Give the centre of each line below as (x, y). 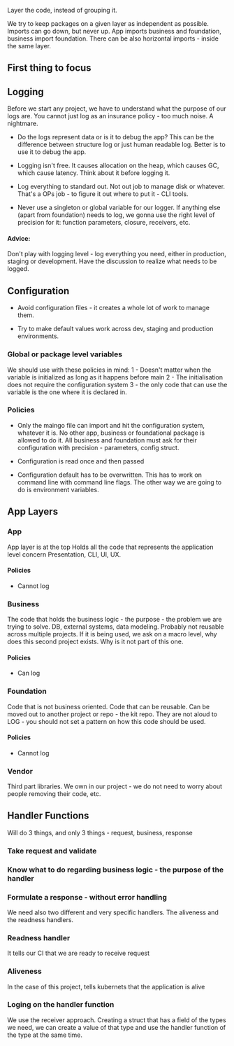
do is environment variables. (58, 489)
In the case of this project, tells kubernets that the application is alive (106, 986)
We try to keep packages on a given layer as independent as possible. (108, 23)
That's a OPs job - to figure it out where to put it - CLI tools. (103, 194)
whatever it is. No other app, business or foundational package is (111, 433)
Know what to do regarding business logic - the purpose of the (116, 870)
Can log (29, 673)
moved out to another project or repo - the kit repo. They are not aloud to (112, 714)
